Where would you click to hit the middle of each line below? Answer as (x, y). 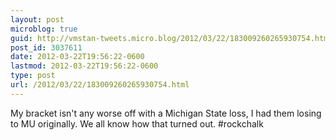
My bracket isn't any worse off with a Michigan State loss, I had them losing (166, 113)
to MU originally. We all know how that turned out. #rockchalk (137, 123)
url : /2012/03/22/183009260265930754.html (100, 85)
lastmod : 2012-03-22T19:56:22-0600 (84, 66)
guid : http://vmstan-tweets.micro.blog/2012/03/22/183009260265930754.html (171, 38)
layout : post (37, 19)
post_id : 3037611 (46, 47)
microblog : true (44, 29)
